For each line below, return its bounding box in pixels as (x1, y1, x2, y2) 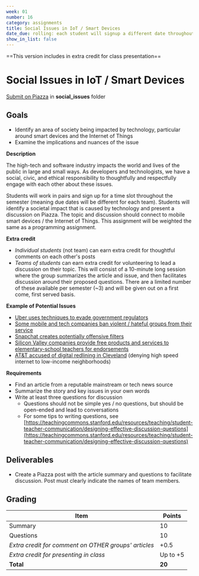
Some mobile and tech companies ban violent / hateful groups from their (14, 320, 192, 327)
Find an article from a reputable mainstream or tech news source (14, 381, 174, 388)
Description (6, 150, 36, 157)
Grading (6, 494, 37, 504)
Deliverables (6, 455, 54, 465)
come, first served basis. (14, 290, 76, 298)
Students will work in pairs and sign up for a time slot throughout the (6, 192, 173, 199)
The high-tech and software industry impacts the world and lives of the (6, 162, 180, 169)
